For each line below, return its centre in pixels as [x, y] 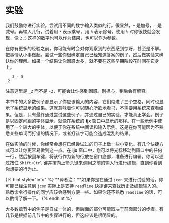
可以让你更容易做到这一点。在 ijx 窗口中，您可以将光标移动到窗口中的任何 [86, 150]
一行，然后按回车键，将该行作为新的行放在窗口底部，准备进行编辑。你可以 [82, 156]
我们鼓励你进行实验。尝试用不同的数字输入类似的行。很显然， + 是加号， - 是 [84, 25]
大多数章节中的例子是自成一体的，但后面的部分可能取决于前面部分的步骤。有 [84, 209]
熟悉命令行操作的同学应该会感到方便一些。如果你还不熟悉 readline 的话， [82, 192]
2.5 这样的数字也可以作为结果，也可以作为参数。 [70, 38]
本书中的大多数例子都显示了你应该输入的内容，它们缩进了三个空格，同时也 [82, 101]
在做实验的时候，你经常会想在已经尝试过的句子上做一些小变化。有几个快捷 [82, 144]
